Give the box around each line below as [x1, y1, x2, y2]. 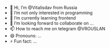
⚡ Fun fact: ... [9, 38, 37, 44]
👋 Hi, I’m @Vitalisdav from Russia [9, 5, 77, 10]
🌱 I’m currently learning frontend [9, 15, 76, 21]
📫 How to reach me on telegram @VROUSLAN [9, 26, 106, 31]
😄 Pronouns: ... [9, 33, 42, 39]
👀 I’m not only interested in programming [9, 10, 93, 16]
